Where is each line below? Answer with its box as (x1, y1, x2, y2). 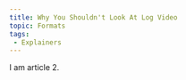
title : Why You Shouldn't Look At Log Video (9, 12, 178, 22)
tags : (9, 29, 30, 38)
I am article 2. (9, 62, 60, 73)
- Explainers (13, 37, 63, 47)
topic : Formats (9, 21, 66, 30)
